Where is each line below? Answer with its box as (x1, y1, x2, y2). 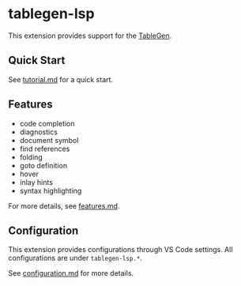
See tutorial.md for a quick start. (8, 74, 113, 84)
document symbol (19, 135, 79, 145)
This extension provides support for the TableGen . (8, 31, 172, 40)
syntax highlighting (19, 186, 82, 195)
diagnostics (19, 127, 58, 137)
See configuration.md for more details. (8, 269, 134, 278)
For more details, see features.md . (8, 201, 120, 210)
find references (19, 144, 70, 153)
